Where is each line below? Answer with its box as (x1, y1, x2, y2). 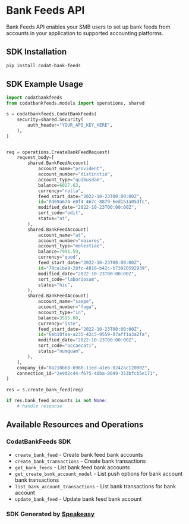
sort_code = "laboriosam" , (37, 276, 100, 283)
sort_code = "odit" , (37, 210, 84, 216)
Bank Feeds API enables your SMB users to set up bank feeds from (6, 23, 171, 30)
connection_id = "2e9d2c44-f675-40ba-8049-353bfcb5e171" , (17, 370, 159, 376)
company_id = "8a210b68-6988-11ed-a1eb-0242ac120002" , (17, 365, 150, 371)
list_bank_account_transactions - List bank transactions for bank (14, 482, 177, 490)
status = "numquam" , (37, 349, 84, 354)
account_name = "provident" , (37, 166, 105, 172)
